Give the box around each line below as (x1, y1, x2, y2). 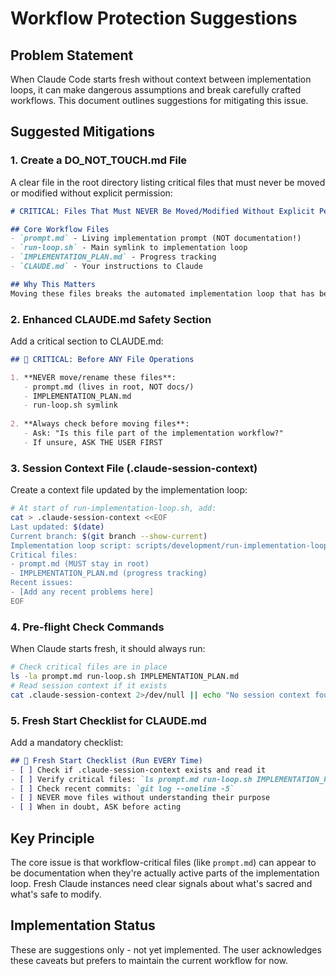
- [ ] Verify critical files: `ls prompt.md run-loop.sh (10, 774, 253, 784)
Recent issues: (10, 578, 74, 588)
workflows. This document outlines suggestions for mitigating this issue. (10, 95, 309, 106)
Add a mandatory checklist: (10, 736, 124, 748)
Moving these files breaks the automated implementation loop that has (10, 288, 315, 299)
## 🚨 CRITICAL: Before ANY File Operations (10, 354, 195, 364)
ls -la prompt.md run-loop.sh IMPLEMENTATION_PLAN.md (10, 671, 240, 681)
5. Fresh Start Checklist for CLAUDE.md (10, 713, 207, 727)
